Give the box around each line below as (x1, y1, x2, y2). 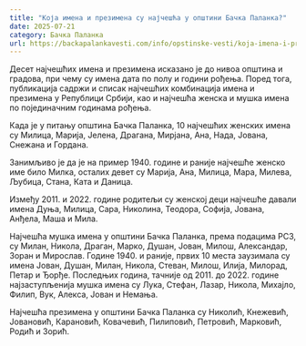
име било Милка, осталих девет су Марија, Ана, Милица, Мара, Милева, (9, 167, 292, 178)
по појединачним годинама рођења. (9, 102, 152, 114)
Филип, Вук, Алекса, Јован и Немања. (9, 289, 158, 300)
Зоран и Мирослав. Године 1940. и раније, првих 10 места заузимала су (9, 250, 291, 261)
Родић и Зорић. (9, 326, 70, 337)
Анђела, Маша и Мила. (9, 213, 98, 224)
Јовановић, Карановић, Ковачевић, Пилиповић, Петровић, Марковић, (9, 316, 282, 328)
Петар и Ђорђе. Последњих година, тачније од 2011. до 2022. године (9, 270, 280, 280)
